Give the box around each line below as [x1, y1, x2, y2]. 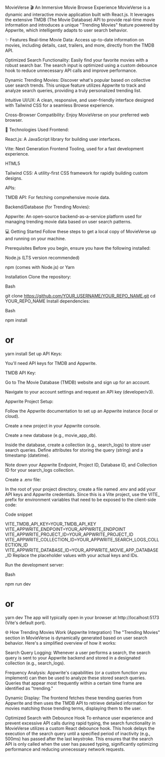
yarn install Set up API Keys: [5, 351, 63, 357]
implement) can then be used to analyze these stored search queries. [5, 675, 146, 681]
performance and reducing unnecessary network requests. [5, 746, 125, 752]
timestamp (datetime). [5, 452, 50, 458]
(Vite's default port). [5, 620, 46, 625]
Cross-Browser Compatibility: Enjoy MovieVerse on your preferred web [5, 112, 149, 118]
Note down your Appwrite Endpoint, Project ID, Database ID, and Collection [5, 461, 158, 467]
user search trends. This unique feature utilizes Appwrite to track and [5, 82, 146, 88]
